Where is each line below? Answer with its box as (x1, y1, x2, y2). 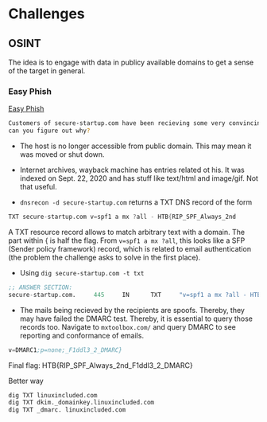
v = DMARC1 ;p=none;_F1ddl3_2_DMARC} (8, 346, 123, 354)
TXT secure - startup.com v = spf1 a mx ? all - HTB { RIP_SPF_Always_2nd (8, 213, 237, 221)
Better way (8, 376, 44, 385)
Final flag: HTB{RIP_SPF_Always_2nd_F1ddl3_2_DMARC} (8, 360, 193, 370)
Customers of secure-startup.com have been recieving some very (8, 119, 226, 127)
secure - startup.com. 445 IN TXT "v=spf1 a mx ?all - (8, 291, 247, 299)
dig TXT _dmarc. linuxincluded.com (8, 406, 126, 414)
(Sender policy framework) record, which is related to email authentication (8, 244, 252, 253)
